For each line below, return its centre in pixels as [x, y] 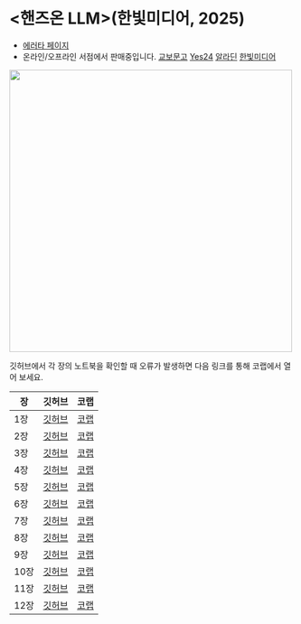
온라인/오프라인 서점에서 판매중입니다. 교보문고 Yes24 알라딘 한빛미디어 [149, 56]
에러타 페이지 [46, 45]
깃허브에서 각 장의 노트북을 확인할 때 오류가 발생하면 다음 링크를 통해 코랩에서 [146, 366]
